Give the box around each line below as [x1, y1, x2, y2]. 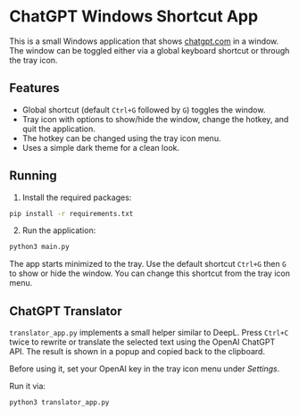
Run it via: [9, 381, 46, 392]
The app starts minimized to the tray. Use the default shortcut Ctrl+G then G [9, 259, 287, 270]
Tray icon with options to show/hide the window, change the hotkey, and [21, 113, 289, 124]
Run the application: [21, 225, 96, 236]
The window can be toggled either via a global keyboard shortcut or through [9, 45, 290, 55]
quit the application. [21, 123, 96, 134]
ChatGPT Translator [9, 304, 122, 319]
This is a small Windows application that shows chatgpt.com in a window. [9, 36, 279, 46]
